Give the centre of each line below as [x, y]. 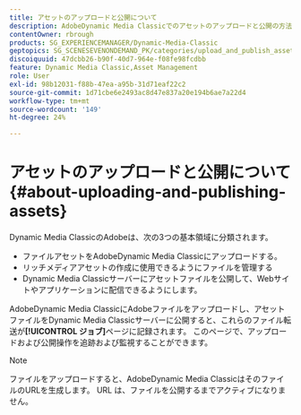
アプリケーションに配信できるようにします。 [120, 290]
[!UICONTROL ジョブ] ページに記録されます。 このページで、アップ [148, 332]
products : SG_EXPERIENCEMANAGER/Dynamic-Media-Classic [114, 43]
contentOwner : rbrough [52, 34]
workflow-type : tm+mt [50, 101]
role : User [30, 76]
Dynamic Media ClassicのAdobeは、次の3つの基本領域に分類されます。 [141, 238]
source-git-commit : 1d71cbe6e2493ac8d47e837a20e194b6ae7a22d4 [128, 92]
